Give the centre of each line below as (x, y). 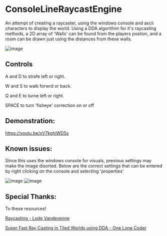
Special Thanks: (31, 196)
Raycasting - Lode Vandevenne (37, 219)
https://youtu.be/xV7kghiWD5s (37, 133)
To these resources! (26, 209)
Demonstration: (30, 121)
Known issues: (29, 148)
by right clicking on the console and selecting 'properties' (64, 171)
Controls (19, 64)
